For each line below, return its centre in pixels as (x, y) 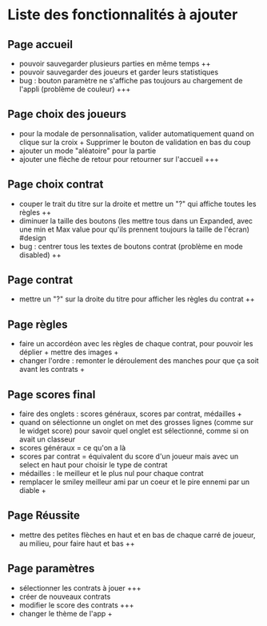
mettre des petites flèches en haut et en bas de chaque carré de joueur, (137, 535)
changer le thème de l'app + (66, 613)
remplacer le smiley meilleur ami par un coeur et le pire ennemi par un (134, 482)
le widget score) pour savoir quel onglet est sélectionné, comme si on (134, 431)
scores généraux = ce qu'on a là (72, 448)
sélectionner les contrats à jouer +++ (80, 588)
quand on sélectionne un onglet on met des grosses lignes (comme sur (136, 422)
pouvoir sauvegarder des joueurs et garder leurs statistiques (119, 72)
